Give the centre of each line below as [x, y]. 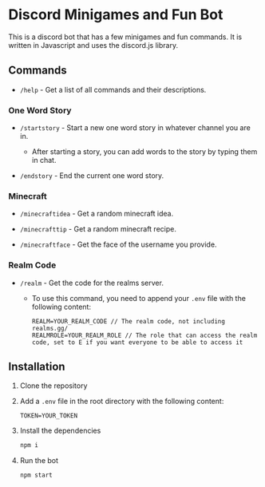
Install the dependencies [60, 431]
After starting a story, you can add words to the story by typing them [144, 152]
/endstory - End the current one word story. [92, 176]
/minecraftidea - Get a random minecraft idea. [97, 214]
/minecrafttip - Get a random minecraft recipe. [98, 229]
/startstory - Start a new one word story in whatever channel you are [135, 128]
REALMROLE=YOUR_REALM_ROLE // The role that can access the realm [144, 335]
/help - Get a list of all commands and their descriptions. [113, 89]
